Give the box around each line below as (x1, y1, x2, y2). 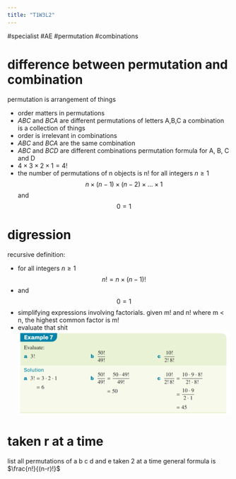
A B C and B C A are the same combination (17, 139, 136, 147)
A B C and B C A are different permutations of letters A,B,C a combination (17, 116, 225, 125)
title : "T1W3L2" (7, 11, 55, 18)
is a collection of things (17, 124, 86, 132)
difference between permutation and (7, 57, 228, 72)
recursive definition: (7, 250, 66, 258)
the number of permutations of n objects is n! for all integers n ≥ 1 (17, 168, 210, 177)
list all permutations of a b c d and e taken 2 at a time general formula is (7, 456, 216, 465)
